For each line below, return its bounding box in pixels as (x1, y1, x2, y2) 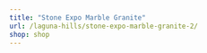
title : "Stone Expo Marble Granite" (9, 13, 146, 22)
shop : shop (9, 30, 50, 39)
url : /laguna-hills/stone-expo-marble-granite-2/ (9, 22, 199, 31)
